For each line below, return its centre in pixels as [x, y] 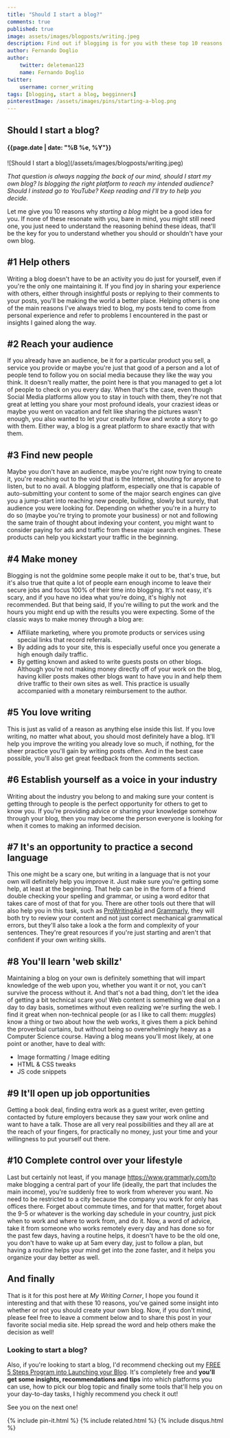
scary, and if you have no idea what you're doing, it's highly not [97, 597]
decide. [18, 198]
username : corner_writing [57, 87]
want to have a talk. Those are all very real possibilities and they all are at [111, 1125]
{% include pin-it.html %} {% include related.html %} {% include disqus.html [115, 1420]
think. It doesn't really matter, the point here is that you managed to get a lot [114, 383]
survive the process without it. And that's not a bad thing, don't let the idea [113, 993]
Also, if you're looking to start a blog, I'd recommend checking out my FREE [114, 1365]
